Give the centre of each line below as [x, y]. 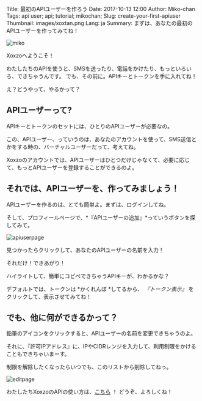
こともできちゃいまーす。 [38, 354]
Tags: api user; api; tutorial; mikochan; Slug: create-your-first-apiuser [94, 16]
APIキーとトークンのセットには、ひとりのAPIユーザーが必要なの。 [90, 126]
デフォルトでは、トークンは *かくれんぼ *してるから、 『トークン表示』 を [100, 289]
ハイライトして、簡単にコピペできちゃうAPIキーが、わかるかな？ [88, 276]
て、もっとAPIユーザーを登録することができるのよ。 [72, 167]
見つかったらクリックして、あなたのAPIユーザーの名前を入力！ [85, 250]
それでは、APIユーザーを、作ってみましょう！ [93, 189]
